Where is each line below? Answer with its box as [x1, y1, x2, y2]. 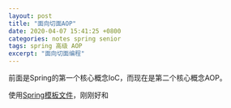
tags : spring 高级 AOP [8, 42, 83, 50]
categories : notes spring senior [8, 34, 122, 43]
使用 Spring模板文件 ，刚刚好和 [8, 90, 109, 100]
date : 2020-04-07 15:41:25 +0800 [8, 27, 122, 35]
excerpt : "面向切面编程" [8, 50, 85, 58]
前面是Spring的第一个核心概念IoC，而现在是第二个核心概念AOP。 [8, 73, 227, 82]
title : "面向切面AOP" [8, 19, 77, 28]
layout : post [8, 11, 53, 20]
